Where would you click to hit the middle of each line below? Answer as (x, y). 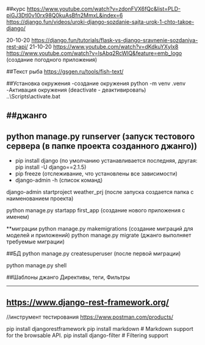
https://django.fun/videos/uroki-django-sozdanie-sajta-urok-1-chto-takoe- (100, 22)
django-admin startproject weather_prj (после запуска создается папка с (100, 192)
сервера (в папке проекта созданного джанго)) (102, 146)
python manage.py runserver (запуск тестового (101, 136)
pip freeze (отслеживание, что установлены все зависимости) (96, 174)
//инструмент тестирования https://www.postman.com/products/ (90, 317)
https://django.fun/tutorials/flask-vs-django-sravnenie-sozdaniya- (115, 40)
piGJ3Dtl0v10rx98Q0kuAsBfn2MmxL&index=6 (65, 15)
